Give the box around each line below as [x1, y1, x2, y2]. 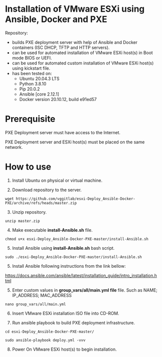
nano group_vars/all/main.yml [5, 301, 66, 307]
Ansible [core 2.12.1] [19, 91, 60, 97]
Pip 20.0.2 [19, 86, 40, 92]
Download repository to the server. [12, 187, 82, 193]
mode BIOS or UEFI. [12, 55, 52, 60]
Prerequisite [5, 114, 56, 125]
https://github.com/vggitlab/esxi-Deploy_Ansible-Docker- [16, 196, 136, 201]
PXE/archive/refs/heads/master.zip [5, 200, 77, 205]
